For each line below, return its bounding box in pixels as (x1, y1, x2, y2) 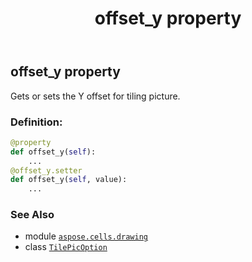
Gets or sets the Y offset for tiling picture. (10, 90, 181, 102)
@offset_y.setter (10, 165, 83, 176)
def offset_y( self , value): (10, 175, 128, 185)
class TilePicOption (24, 241, 108, 253)
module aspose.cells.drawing (24, 230, 148, 242)
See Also (10, 208, 55, 222)
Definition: (10, 115, 63, 129)
